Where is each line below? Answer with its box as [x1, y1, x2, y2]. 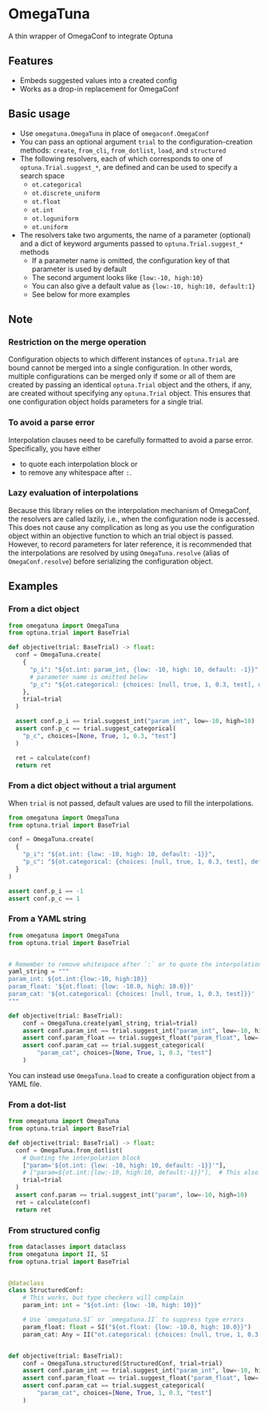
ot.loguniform [31, 215, 79, 223]
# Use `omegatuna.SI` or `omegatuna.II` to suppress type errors [22, 1316, 245, 1324]
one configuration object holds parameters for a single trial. [8, 397, 203, 407]
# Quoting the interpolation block [22, 1154, 141, 1162]
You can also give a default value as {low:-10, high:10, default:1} [31, 281, 256, 290]
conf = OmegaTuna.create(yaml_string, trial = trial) [22, 1019, 198, 1027]
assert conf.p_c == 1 [8, 895, 81, 903]
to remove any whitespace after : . [19, 468, 132, 477]
